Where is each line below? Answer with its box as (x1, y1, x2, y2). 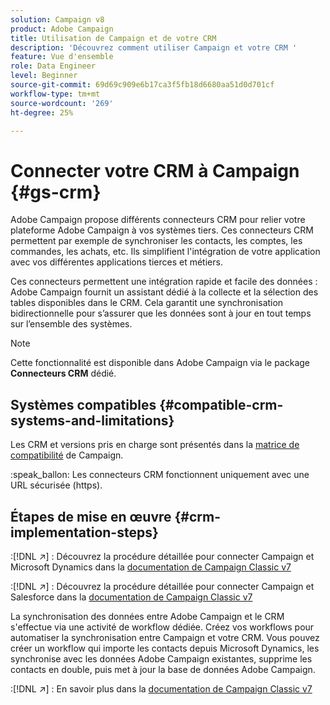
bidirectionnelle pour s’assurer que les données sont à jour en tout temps (10, 307, 312, 320)
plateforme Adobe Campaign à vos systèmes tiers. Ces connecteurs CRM (10, 224, 314, 236)
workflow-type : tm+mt (10, 89, 101, 99)
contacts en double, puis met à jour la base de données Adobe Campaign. (10, 663, 316, 675)
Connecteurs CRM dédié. (10, 367, 117, 380)
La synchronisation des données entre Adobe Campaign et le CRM (10, 610, 285, 622)
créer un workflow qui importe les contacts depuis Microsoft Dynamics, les (10, 642, 320, 654)
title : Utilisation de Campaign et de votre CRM (10, 33, 217, 43)
